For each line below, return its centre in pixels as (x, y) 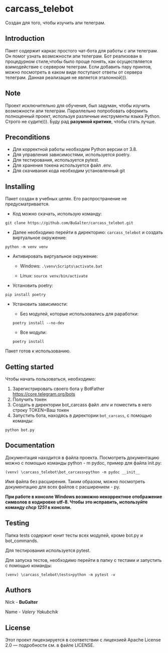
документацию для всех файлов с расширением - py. (63, 487)
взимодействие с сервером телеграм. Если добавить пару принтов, (78, 66)
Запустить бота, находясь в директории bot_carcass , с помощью (82, 415)
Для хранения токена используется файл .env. (62, 165)
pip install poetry (26, 295)
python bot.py (20, 430)
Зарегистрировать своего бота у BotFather (58, 389)
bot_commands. (22, 540)
